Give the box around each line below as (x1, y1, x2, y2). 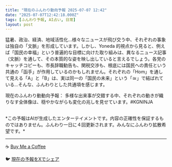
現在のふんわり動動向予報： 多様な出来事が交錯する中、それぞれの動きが (5, 92, 159, 99)
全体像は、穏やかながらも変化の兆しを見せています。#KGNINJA (18, 99, 154, 105)
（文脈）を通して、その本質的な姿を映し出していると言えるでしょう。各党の (5, 56, 166, 62)
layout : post (5, 22, 33, 27)
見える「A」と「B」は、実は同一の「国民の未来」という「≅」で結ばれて (9, 75, 164, 81)
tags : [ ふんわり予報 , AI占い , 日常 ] (5, 17, 76, 22)
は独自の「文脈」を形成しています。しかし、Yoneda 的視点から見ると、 (5, 43, 157, 49)
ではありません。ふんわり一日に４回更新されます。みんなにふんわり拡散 (9, 122, 162, 128)
